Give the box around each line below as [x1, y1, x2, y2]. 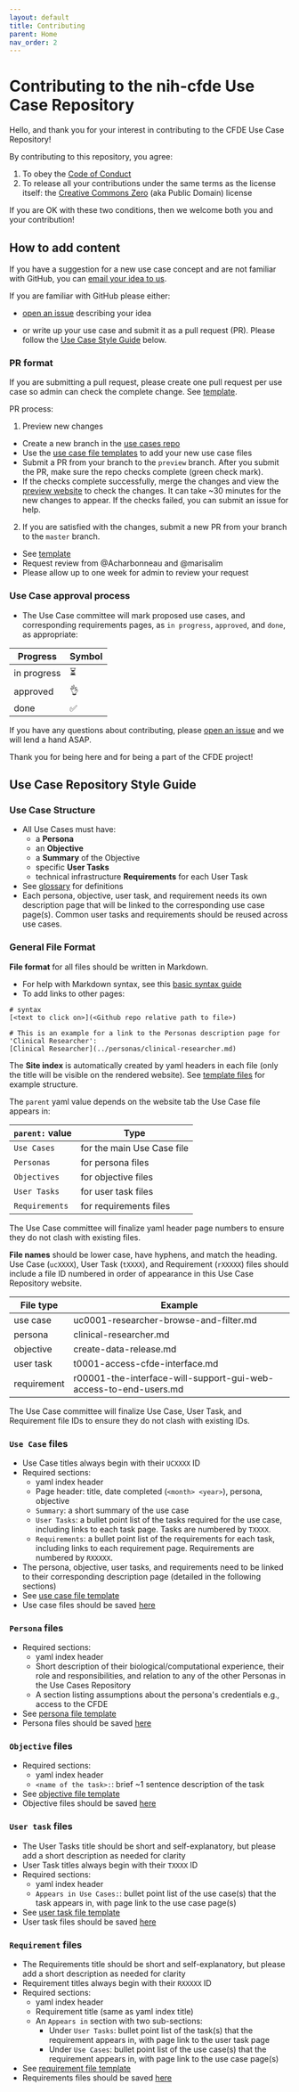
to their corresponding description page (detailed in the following [21, 1571, 261, 1581]
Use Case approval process [9, 590, 131, 602]
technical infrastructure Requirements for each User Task [35, 871, 248, 882]
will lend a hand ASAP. [9, 734, 92, 745]
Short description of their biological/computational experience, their [35, 1661, 285, 1671]
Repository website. [9, 1278, 83, 1288]
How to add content [9, 240, 121, 255]
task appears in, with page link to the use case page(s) [35, 1897, 237, 1908]
